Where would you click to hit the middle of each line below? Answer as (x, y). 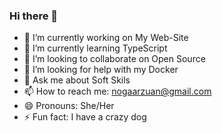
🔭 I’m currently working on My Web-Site (106, 38)
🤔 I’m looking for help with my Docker (101, 70)
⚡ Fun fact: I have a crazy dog (85, 117)
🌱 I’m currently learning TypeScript (95, 48)
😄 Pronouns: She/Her (69, 106)
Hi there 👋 (34, 16)
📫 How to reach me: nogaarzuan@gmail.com (117, 91)
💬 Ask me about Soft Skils (77, 80)
